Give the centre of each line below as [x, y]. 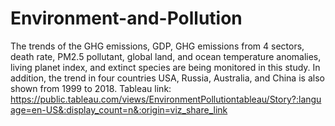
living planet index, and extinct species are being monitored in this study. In [165, 67]
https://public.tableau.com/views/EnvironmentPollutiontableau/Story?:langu [166, 99]
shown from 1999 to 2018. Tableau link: [91, 88]
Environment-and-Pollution [126, 18]
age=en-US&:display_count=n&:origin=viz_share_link [119, 109]
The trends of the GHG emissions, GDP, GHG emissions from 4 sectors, [157, 46]
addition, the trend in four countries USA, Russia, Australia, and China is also [167, 78]
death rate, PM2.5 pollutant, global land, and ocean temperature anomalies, [166, 56]
